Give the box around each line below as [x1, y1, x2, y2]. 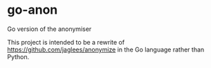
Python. [7, 52, 30, 60]
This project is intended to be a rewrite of [7, 38, 125, 46]
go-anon [7, 2, 58, 18]
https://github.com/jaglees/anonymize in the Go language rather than [7, 45, 205, 54]
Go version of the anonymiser [7, 25, 92, 33]
